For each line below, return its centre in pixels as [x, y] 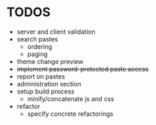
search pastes [37, 39]
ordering [40, 46]
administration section [49, 84]
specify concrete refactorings [70, 114]
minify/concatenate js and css [71, 98]
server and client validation [56, 32]
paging [37, 54]
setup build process [45, 91]
